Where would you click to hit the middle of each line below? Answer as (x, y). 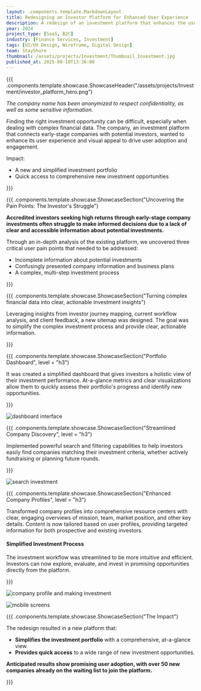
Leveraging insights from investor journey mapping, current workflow (92, 313)
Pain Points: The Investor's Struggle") (52, 206)
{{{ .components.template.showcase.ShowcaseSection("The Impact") (92, 616)
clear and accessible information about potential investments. (85, 230)
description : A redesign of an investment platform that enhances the (96, 23)
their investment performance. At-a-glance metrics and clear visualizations (99, 380)
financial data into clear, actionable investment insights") (76, 302)
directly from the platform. (38, 570)
